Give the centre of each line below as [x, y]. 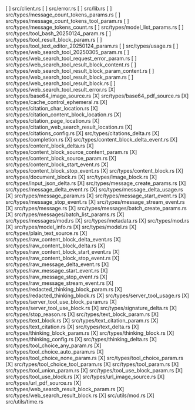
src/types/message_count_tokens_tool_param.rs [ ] [68, 21]
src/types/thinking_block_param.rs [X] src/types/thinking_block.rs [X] [90, 333]
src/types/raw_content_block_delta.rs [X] [55, 246]
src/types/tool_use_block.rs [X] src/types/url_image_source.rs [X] [85, 377]
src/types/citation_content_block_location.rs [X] [63, 115]
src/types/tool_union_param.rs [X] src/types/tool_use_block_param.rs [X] [94, 370]
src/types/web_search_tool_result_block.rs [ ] [60, 83]
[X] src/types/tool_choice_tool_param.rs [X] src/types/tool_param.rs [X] [92, 364]
